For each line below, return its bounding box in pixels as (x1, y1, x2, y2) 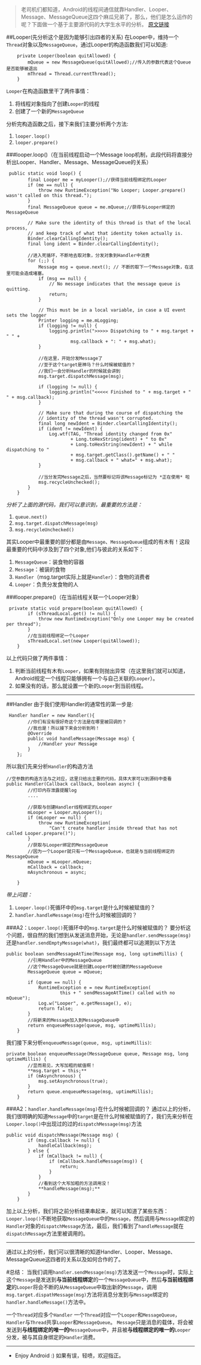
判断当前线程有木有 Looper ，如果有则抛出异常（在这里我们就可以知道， (14, 667, 188, 674)
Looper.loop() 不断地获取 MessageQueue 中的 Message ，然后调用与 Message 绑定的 (6, 1215, 195, 1222)
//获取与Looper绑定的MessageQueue (28, 842, 108, 848)
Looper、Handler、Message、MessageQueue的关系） (16, 159, 152, 165)
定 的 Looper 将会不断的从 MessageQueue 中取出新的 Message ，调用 (6, 1284, 157, 1290)
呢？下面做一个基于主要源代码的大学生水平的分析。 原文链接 (20, 21, 169, 28)
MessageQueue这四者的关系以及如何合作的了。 (6, 1256, 124, 1263)
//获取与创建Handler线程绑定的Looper (28, 804, 112, 810)
